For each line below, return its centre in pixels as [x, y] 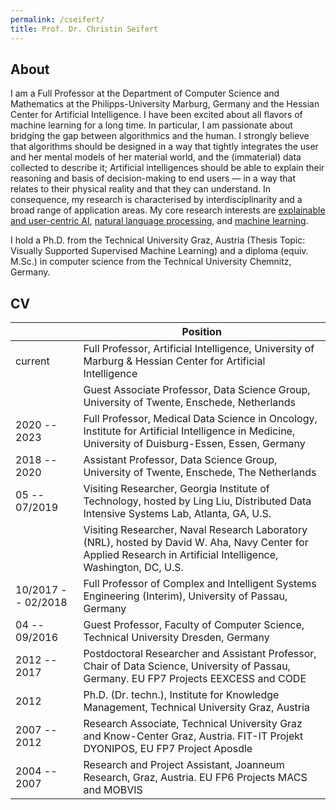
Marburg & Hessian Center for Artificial [174, 361]
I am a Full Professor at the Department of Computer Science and [145, 93]
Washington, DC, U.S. [133, 568]
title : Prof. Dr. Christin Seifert [84, 29]
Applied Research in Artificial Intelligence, [181, 555]
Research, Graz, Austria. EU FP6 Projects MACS [195, 778]
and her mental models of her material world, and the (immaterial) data [156, 157]
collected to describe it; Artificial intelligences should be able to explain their [167, 168]
